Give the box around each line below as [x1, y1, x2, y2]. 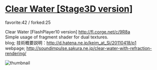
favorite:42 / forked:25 [5, 19, 51, 25]
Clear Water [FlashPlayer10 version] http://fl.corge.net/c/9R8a [5, 29, 131, 35]
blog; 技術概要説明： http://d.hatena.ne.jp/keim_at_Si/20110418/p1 [5, 40, 136, 46]
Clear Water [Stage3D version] [5, 3, 133, 15]
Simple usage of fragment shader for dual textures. [5, 34, 109, 40]
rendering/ [5, 50, 26, 56]
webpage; [5, 45, 26, 51]
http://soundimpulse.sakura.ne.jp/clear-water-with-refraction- [26, 45, 152, 51]
